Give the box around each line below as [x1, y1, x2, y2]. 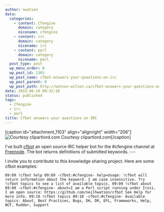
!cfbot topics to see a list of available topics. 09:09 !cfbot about [5, 181, 152, 186]
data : [5, 12, 16, 17]
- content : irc [14, 35, 45, 39]
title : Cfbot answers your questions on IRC [5, 115, 97, 121]
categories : [9, 16, 34, 21]
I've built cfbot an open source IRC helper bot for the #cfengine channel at [5, 143, 155, 149]
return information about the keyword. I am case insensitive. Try [5, 177, 145, 182]
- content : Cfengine [14, 20, 56, 26]
